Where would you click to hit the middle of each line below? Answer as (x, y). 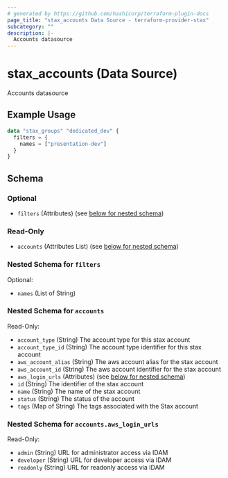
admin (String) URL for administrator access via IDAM (93, 453)
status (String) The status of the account (76, 398)
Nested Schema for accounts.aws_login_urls (83, 424)
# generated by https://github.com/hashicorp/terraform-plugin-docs (108, 14)
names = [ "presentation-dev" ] (63, 144)
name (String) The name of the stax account (79, 391)
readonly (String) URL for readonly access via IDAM (91, 468)
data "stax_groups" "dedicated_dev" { (63, 131)
